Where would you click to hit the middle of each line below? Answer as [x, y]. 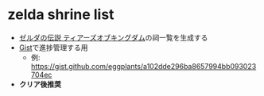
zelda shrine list [61, 15]
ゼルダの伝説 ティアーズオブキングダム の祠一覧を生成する [113, 37]
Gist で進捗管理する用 [53, 47]
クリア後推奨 [40, 84]
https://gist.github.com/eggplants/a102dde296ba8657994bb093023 [144, 66]
